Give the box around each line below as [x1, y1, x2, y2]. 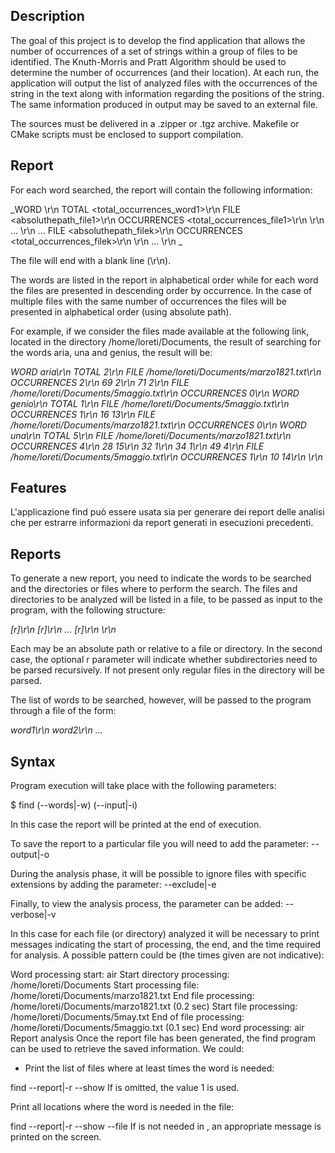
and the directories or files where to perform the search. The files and [10, 583, 298, 595]
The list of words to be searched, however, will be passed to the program [10, 694, 312, 706]
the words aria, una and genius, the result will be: [10, 346, 213, 358]
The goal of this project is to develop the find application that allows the [10, 34, 306, 46]
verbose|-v [10, 909, 57, 921]
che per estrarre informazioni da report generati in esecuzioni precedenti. [10, 517, 314, 529]
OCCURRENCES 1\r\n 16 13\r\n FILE [10, 408, 156, 420]
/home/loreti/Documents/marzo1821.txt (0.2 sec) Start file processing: [10, 1000, 298, 1013]
